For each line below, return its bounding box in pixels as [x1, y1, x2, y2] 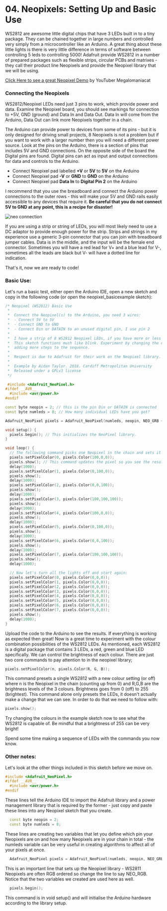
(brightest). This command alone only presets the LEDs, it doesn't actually [5, 691, 157, 697]
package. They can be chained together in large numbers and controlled [5, 36, 154, 42]
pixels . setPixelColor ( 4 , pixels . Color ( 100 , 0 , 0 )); [9, 511, 114, 516]
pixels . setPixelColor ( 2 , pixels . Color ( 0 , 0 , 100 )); [9, 483, 114, 488]
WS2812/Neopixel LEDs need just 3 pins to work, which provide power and [5, 101, 159, 107]
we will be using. [5, 67, 40, 73]
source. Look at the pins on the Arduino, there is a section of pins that [5, 142, 148, 148]
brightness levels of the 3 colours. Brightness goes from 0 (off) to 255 [5, 686, 149, 692]
